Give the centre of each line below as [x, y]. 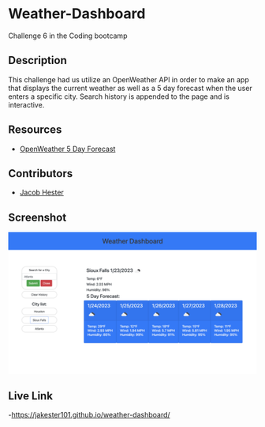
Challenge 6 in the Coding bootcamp [68, 36]
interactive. [26, 104]
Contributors [41, 174]
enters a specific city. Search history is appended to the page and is [119, 96]
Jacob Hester [42, 193]
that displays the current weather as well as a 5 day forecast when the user [130, 88]
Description [37, 60]
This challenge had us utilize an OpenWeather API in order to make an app [129, 79]
